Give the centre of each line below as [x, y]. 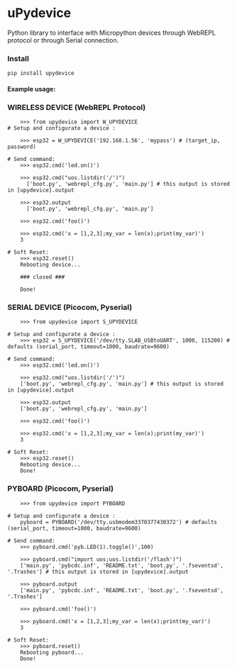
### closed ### [43, 277]
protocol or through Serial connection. [63, 40]
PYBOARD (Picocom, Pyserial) [61, 489]
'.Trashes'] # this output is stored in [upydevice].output [98, 572]
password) [22, 147]
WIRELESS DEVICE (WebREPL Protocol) [77, 107]
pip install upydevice [41, 73]
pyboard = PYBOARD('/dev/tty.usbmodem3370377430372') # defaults [119, 522]
